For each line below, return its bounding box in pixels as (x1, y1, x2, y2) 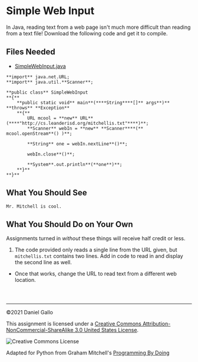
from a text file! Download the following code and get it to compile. (6, 29, 168, 36)
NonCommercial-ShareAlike (6, 327, 74, 334)
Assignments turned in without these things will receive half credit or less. (6, 235, 186, 242)
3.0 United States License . (74, 327, 139, 334)
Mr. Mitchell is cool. (6, 203, 62, 210)
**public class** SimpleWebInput (6, 89, 88, 95)
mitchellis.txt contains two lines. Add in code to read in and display (14, 253, 183, 260)
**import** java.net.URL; (6, 74, 70, 80)
